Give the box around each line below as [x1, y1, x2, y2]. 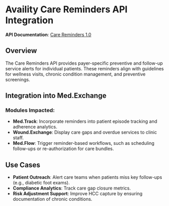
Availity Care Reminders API [5, 4, 128, 15]
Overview [5, 46, 37, 55]
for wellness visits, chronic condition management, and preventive [5, 71, 146, 77]
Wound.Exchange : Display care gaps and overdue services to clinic [12, 129, 157, 136]
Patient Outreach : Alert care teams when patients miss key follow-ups [12, 174, 162, 180]
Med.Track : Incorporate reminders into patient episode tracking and [12, 118, 158, 124]
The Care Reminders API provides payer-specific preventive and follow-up [5, 60, 163, 66]
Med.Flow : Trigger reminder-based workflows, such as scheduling [12, 140, 155, 146]
